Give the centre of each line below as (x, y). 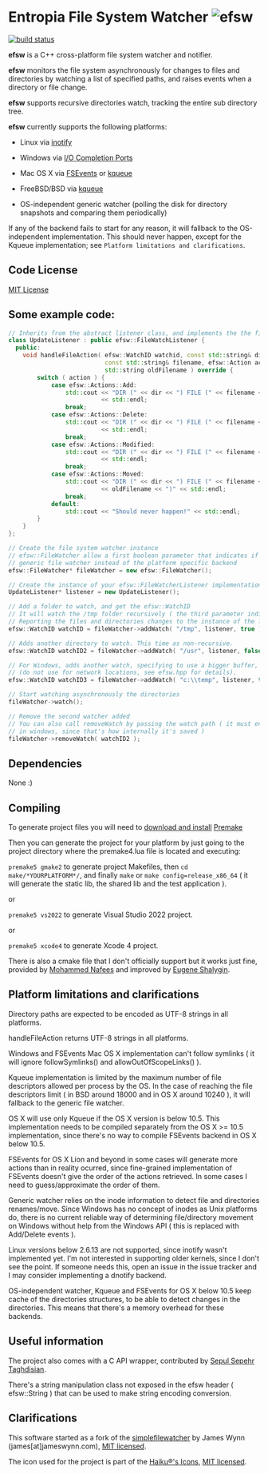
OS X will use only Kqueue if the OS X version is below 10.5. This (114, 1118)
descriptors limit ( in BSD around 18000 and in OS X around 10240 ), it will (129, 1094)
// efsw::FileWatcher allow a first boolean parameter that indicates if (134, 556)
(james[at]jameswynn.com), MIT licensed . (77, 1446)
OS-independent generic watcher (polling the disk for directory (123, 204)
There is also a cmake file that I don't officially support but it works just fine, (133, 961)
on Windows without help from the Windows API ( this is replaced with (124, 1225)
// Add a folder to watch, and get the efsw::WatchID (100, 607)
